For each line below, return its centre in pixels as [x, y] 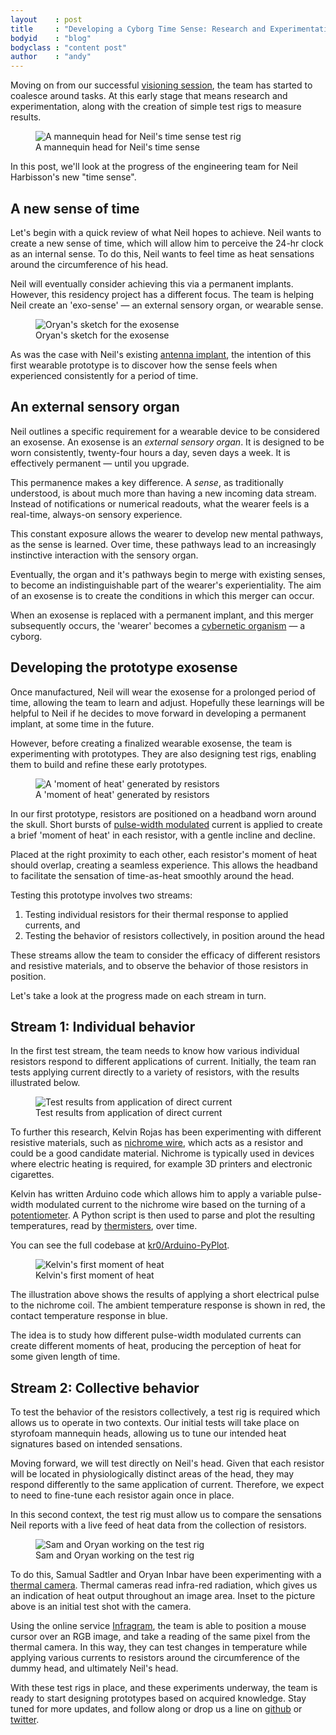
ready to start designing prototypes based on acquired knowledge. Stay [158, 1698]
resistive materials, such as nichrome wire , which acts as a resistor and [157, 1143]
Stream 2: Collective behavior [105, 1387]
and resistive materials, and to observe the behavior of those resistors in [159, 965]
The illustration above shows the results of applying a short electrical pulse [165, 1295]
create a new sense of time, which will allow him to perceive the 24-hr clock [167, 243]
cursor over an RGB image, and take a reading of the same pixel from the [160, 1637]
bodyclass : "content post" [69, 47]
